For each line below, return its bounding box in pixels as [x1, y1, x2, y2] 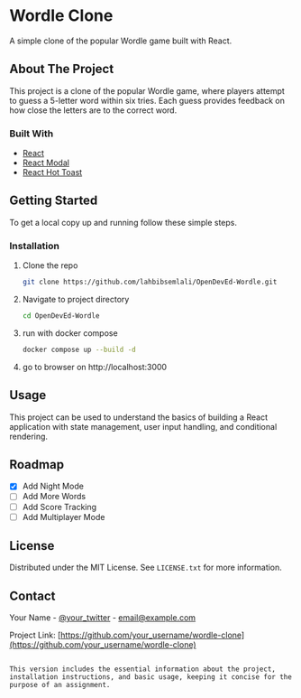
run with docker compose [22, 327, 119, 339]
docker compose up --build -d [22, 345, 137, 354]
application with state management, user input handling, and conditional [9, 421, 278, 432]
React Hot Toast [22, 167, 83, 178]
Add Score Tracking [22, 501, 97, 512]
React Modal [22, 157, 70, 168]
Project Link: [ [9, 629, 61, 641]
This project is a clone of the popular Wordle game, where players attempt [9, 85, 286, 96]
